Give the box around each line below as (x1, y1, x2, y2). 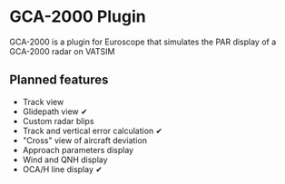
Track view (22, 96, 64, 107)
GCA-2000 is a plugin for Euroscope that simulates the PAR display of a (9, 36, 277, 47)
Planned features (9, 73, 109, 88)
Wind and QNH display (22, 154, 108, 165)
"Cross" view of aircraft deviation (22, 134, 148, 146)
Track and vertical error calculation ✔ (22, 125, 163, 136)
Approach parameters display (22, 144, 134, 155)
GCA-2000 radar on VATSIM (9, 45, 115, 56)
